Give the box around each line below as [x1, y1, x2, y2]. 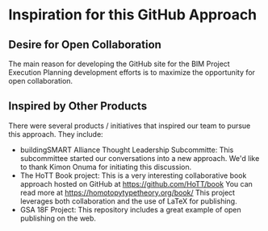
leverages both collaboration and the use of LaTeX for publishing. [19, 196, 237, 206]
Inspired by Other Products [8, 99, 148, 113]
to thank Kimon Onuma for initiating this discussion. [19, 162, 192, 171]
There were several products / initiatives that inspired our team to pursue [8, 121, 251, 130]
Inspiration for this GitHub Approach [8, 6, 258, 24]
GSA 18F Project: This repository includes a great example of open [19, 204, 242, 214]
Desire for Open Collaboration [8, 38, 161, 52]
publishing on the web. [19, 213, 97, 223]
